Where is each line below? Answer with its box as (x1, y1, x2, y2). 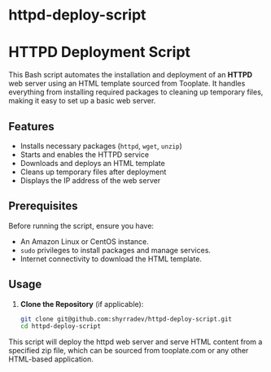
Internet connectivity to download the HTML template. (20, 254, 202, 264)
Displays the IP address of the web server (20, 175, 161, 185)
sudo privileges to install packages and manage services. (20, 245, 212, 255)
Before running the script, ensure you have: (8, 221, 155, 230)
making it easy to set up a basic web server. (8, 96, 156, 106)
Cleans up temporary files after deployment (20, 167, 167, 177)
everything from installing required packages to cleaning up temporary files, (8, 87, 264, 97)
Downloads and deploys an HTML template (20, 158, 165, 168)
